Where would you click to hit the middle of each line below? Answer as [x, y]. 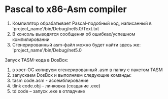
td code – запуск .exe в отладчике [48, 91]
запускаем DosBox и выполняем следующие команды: [72, 75]
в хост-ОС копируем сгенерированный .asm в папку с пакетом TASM [87, 70]
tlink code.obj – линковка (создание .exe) [56, 86]
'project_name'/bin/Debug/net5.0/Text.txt [56, 28]
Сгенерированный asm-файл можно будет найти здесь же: [76, 44]
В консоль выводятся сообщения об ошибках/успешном [74, 34]
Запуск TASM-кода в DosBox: [37, 60]
